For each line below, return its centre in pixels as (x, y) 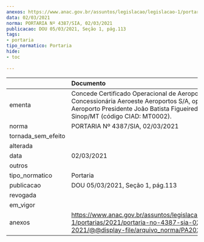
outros (19, 166)
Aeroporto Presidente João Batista (121, 109)
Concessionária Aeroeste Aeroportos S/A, (131, 101)
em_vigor (22, 205)
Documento (89, 83)
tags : (13, 35)
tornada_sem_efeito (37, 136)
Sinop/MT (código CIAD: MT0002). (121, 116)
